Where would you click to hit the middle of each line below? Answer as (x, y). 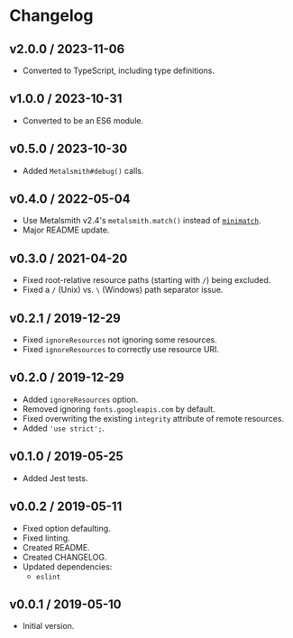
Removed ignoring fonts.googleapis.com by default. (119, 409)
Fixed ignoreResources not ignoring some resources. (120, 340)
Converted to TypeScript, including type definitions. (118, 70)
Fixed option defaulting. (66, 528)
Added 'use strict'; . (64, 428)
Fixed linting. (46, 538)
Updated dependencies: (67, 566)
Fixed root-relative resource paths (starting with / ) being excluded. (146, 280)
